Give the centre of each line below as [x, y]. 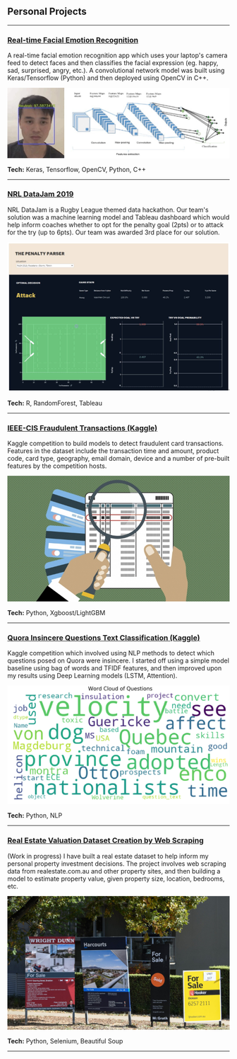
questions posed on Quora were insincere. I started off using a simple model [118, 660]
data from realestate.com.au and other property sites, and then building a [114, 871]
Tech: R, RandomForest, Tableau [55, 403]
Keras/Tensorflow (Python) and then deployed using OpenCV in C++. [108, 78]
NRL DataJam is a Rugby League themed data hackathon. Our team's [108, 210]
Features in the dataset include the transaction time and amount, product [113, 451]
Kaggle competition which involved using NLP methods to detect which [111, 653]
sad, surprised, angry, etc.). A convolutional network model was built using [116, 71]
